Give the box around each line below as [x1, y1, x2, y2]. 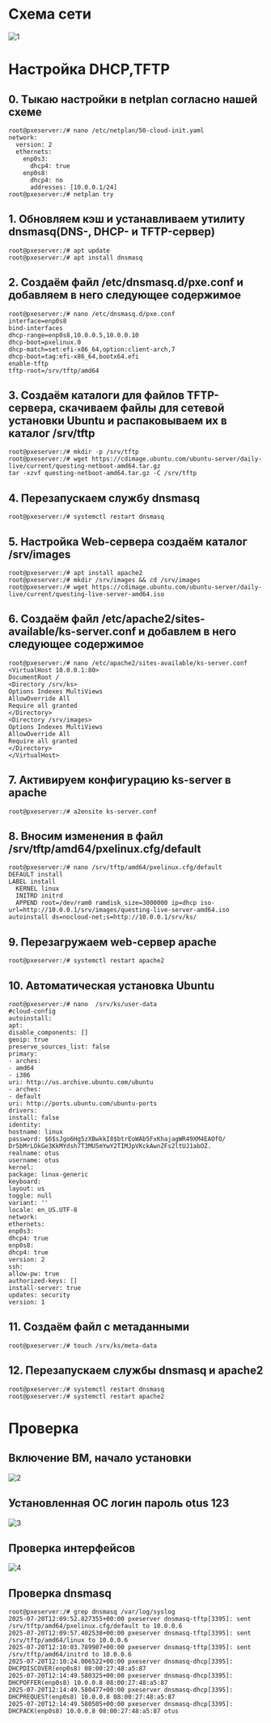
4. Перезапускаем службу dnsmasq [8, 491, 201, 505]
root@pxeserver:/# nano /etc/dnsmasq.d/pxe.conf [8, 310, 176, 318]
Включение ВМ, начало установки [8, 1451, 192, 1465]
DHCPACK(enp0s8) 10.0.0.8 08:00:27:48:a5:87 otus [8, 1708, 180, 1716]
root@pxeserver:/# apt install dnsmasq [8, 253, 143, 262]
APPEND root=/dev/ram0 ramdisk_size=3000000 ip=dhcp [15, 899, 197, 907]
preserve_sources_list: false [8, 1043, 111, 1051]
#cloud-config [8, 1007, 57, 1016]
